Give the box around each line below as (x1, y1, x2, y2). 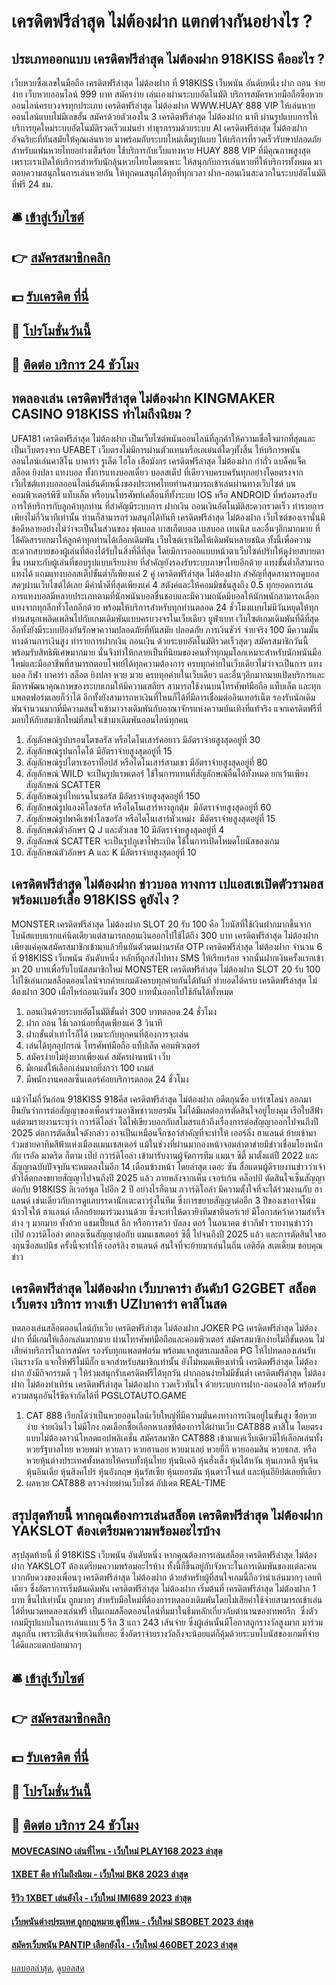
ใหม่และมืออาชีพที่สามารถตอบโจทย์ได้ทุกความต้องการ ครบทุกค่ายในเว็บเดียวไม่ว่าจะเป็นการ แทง (11, 657, 323, 669)
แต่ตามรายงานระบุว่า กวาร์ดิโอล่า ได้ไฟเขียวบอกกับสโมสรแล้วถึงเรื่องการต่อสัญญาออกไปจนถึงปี (11, 1115, 319, 1127)
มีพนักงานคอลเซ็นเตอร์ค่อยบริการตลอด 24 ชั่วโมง (25, 1073, 189, 1085)
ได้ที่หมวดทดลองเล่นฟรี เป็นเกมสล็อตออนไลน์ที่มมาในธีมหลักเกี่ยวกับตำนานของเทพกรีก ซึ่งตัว (11, 1605, 318, 1617)
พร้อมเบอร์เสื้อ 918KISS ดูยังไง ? (11, 891, 180, 909)
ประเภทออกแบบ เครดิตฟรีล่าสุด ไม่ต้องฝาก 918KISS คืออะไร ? (11, 50, 326, 67)
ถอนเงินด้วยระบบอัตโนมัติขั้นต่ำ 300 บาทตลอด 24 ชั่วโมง (25, 1005, 218, 1017)
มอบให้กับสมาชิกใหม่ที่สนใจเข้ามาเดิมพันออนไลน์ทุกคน (11, 713, 189, 725)
